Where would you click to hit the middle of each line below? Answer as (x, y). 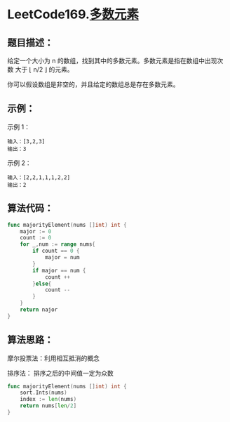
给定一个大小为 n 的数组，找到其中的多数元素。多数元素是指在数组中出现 (112, 61)
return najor (39, 310)
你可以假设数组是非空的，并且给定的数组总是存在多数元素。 (93, 84)
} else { (42, 284)
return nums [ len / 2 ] (48, 406)
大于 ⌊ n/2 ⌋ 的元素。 (44, 70)
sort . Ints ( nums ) (44, 393)
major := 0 (36, 231)
